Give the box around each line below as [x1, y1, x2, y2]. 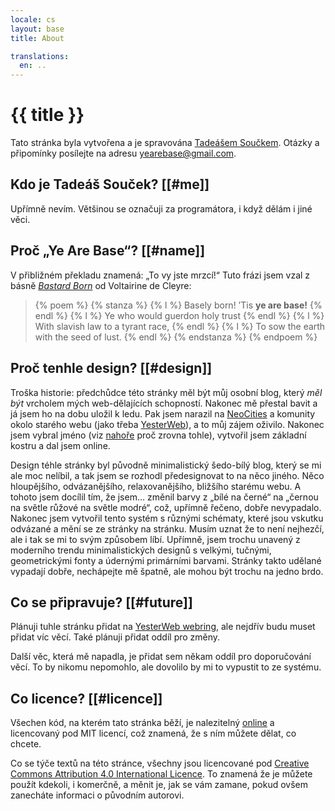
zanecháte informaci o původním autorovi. [10, 789, 185, 801]
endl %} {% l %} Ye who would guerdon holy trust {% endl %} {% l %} [34, 309, 325, 321]
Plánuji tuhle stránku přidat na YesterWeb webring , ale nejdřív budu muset [10, 621, 316, 633]
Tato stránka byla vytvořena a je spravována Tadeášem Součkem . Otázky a [10, 137, 320, 149]
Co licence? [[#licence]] [10, 690, 163, 707]
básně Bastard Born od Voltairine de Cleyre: [10, 279, 192, 291]
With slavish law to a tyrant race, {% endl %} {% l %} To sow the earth [34, 320, 326, 332]
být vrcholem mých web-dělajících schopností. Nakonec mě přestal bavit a [10, 397, 318, 409]
